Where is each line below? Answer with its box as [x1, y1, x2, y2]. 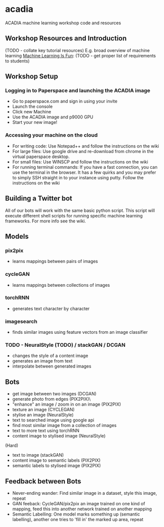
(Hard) [5, 442, 19, 449]
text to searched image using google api [12, 417, 95, 423]
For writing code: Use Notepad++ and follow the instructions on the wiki [12, 143, 159, 149]
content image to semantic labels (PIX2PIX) [12, 457, 101, 464]
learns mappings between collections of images [12, 282, 110, 288]
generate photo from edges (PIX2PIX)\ [12, 396, 91, 402]
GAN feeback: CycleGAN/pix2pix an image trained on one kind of [12, 501, 145, 507]
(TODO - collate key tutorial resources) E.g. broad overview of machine [5, 47, 150, 53]
